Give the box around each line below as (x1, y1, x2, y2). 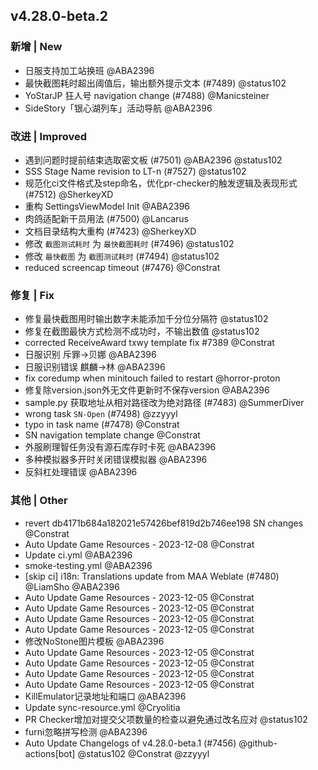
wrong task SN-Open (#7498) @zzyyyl (24, 408, 178, 420)
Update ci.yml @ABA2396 (24, 549, 133, 561)
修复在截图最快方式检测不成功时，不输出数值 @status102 (24, 325, 260, 338)
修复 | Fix (10, 288, 55, 302)
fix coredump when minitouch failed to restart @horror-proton (24, 372, 281, 384)
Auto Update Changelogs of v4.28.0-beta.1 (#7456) (24, 737, 237, 749)
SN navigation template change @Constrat (24, 429, 201, 441)
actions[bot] (24, 747, 76, 759)
